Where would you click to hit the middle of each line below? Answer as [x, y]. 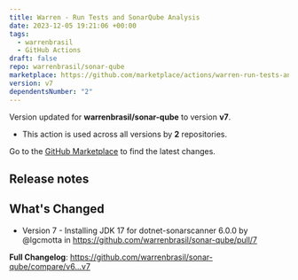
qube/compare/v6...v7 [50, 266]
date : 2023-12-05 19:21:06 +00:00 [73, 26]
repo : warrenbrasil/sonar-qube [67, 67]
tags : [19, 34]
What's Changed [57, 209]
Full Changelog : [39, 257]
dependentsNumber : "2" [51, 91]
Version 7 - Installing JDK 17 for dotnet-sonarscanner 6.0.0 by [135, 230]
